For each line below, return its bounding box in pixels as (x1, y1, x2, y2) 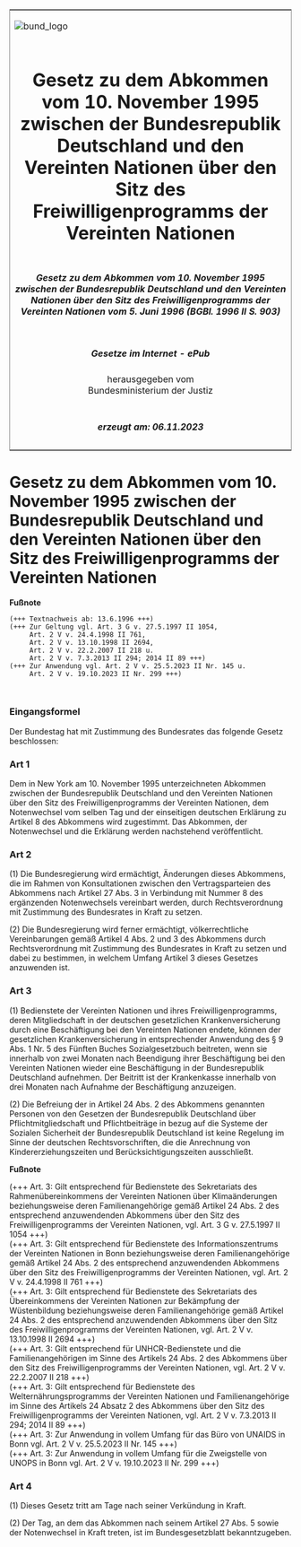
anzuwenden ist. (9, 962, 71, 973)
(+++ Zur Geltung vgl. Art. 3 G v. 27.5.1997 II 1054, (9, 622, 219, 631)
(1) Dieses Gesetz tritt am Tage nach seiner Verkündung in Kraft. (9, 1499, 246, 1510)
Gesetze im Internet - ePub (90, 347, 211, 360)
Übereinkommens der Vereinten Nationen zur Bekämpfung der (9, 1295, 240, 1306)
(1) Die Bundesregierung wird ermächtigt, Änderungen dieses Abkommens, (9, 869, 287, 880)
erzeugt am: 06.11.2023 (97, 421, 204, 433)
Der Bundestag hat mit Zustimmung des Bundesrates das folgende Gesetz (9, 726, 284, 736)
